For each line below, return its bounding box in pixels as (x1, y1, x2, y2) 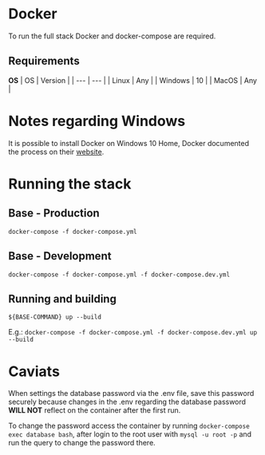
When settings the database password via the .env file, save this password (8, 389, 255, 398)
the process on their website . (8, 147, 105, 156)
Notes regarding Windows (8, 112, 186, 130)
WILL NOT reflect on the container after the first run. (8, 406, 181, 415)
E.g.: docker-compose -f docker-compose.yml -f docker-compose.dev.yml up (8, 327, 258, 337)
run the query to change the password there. (8, 438, 156, 448)
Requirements (8, 54, 80, 68)
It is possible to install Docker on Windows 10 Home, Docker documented (8, 138, 250, 148)
